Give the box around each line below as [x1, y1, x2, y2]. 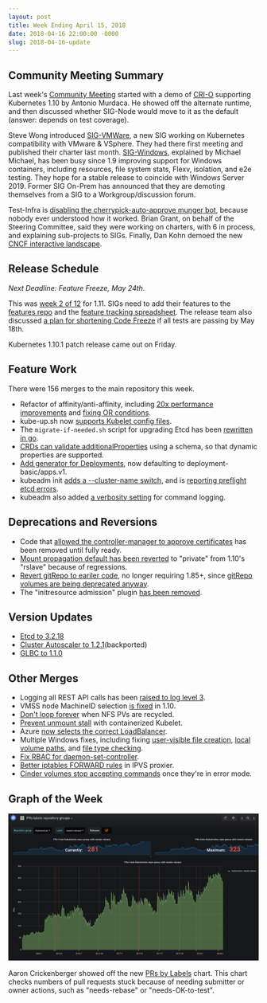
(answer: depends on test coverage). [8, 116, 130, 125]
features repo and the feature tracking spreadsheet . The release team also [8, 307, 253, 316]
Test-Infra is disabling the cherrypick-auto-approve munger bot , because [8, 206, 249, 215]
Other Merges [8, 672, 79, 685]
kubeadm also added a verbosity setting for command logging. [19, 492, 226, 502]
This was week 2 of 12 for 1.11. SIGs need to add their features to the [8, 299, 231, 308]
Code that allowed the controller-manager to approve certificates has [19, 536, 247, 546]
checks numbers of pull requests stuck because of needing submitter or [8, 977, 245, 986]
